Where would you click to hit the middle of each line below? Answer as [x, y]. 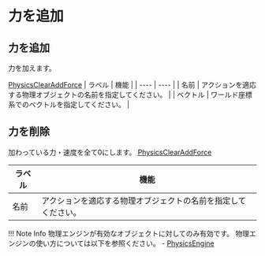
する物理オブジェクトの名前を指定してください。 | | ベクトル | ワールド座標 [130, 95]
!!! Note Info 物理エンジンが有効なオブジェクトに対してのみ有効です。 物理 [129, 233]
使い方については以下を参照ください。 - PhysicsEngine [125, 243]
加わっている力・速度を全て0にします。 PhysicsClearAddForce [110, 152]
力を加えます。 [32, 68]
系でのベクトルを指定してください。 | [69, 104]
